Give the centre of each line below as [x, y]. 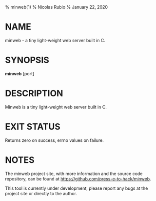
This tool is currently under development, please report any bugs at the [77, 188]
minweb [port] [20, 73]
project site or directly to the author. [41, 193]
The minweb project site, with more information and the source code [74, 174]
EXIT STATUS [33, 127]
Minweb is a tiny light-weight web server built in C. [56, 107]
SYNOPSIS [27, 60]
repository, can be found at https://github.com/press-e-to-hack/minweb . [78, 179]
